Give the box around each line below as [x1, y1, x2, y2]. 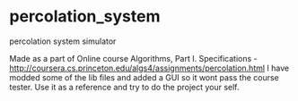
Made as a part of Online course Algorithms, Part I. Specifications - [9, 53, 258, 63]
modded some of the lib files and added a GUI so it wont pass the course [9, 72, 280, 82]
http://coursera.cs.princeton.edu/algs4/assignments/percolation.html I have [9, 63, 290, 73]
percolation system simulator [9, 36, 117, 46]
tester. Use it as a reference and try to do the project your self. [9, 81, 240, 92]
